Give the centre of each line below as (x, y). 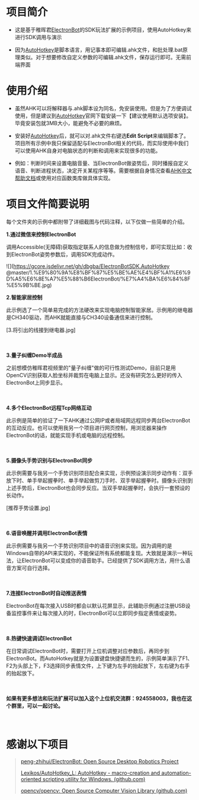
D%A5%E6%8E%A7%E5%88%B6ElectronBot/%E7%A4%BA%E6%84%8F (98, 279)
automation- (176, 773)
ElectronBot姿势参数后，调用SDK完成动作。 (64, 254)
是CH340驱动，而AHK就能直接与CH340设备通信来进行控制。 (81, 317)
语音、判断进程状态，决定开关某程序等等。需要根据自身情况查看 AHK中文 (103, 170)
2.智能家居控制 (24, 297)
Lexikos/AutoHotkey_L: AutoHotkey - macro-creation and (90, 773)
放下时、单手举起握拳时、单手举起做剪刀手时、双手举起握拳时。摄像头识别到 (99, 480)
